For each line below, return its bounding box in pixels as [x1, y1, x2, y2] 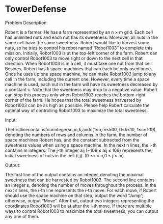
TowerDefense [5, 3, 67, 15]
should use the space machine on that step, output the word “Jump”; [5, 193, 144, 198]
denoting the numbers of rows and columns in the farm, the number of [5, 132, 148, 138]
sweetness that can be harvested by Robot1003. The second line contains [5, 177, 155, 183]
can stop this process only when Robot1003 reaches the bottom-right [5, 92, 146, 98]
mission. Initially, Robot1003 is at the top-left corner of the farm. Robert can [5, 50, 158, 56]
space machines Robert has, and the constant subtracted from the [5, 137, 139, 143]
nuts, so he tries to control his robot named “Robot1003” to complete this [5, 45, 153, 51]
